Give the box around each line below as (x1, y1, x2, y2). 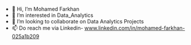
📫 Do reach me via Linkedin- (11, 25, 83, 32)
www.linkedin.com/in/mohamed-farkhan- (84, 25, 185, 32)
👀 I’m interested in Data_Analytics (11, 12, 93, 19)
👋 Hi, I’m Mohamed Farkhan (11, 6, 80, 12)
